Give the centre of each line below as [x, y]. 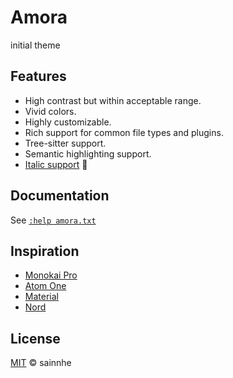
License [35, 338]
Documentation [60, 196]
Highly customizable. [68, 122]
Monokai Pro [51, 275]
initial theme [35, 45]
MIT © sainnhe [41, 363]
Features [38, 76]
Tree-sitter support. [65, 143]
